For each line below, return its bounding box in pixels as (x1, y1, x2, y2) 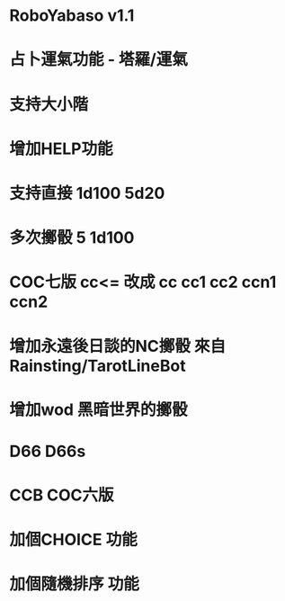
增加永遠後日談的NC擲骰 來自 (9, 336, 227, 356)
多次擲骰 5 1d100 (9, 228, 135, 248)
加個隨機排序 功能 (9, 574, 139, 595)
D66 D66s (9, 441, 86, 462)
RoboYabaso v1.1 (9, 5, 135, 26)
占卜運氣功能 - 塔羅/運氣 (9, 49, 189, 70)
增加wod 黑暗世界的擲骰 (9, 399, 188, 419)
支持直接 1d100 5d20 (9, 183, 165, 203)
